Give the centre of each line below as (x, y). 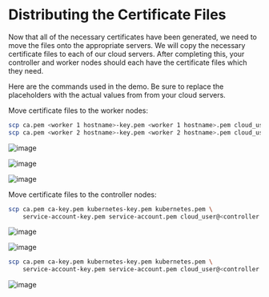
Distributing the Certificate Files (117, 15)
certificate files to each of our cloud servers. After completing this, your (126, 54)
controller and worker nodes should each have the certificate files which (128, 62)
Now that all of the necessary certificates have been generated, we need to (133, 37)
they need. (26, 70)
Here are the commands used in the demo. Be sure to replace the (116, 86)
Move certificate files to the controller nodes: (83, 195)
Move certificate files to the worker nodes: (78, 110)
